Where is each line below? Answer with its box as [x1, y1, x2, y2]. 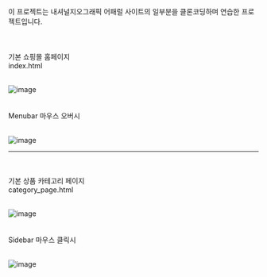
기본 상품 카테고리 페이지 [8, 176, 85, 185]
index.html [8, 61, 43, 70]
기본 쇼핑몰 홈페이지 [8, 52, 70, 61]
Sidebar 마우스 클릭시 [8, 235, 77, 244]
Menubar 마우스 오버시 [8, 111, 81, 121]
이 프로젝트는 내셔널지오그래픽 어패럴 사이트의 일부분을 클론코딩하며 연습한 [8, 7, 240, 16]
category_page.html [8, 185, 74, 194]
